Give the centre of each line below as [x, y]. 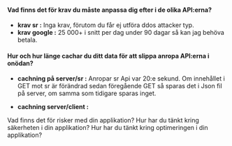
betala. [27, 40]
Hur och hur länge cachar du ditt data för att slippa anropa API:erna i [108, 56]
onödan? [20, 63]
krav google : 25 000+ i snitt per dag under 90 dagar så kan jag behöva [121, 33]
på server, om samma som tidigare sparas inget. [87, 93]
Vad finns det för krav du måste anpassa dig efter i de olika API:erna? [109, 10]
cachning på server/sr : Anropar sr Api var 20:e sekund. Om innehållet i [121, 79]
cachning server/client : [53, 107]
